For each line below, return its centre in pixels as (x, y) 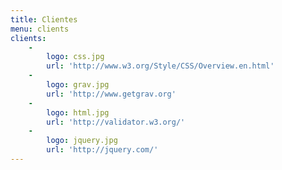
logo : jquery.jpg (82, 141)
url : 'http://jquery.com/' (102, 150)
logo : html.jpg (78, 112)
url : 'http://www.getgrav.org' (111, 94)
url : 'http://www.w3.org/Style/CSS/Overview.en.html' (160, 66)
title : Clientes (44, 19)
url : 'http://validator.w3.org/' (116, 122)
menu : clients (40, 29)
